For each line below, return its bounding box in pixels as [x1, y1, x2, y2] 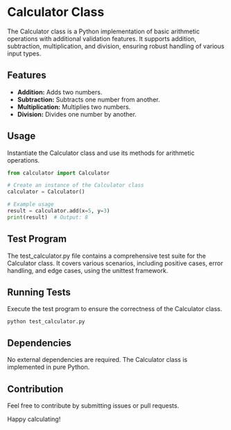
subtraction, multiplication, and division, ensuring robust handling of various [7, 42, 225, 50]
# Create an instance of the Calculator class [7, 182, 144, 189]
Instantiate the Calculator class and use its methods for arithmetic [7, 149, 195, 157]
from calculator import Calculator [7, 169, 110, 176]
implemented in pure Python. [7, 363, 90, 372]
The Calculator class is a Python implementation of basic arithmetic [7, 27, 200, 35]
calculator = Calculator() [7, 188, 85, 195]
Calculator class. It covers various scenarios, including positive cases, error [7, 258, 223, 267]
